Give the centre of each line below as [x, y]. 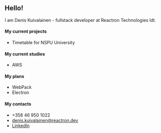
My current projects [26, 31]
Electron [20, 93]
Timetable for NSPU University [43, 43]
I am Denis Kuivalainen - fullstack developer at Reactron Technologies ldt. [80, 20]
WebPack [22, 87]
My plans [14, 76]
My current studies [25, 54]
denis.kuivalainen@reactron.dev [45, 120]
